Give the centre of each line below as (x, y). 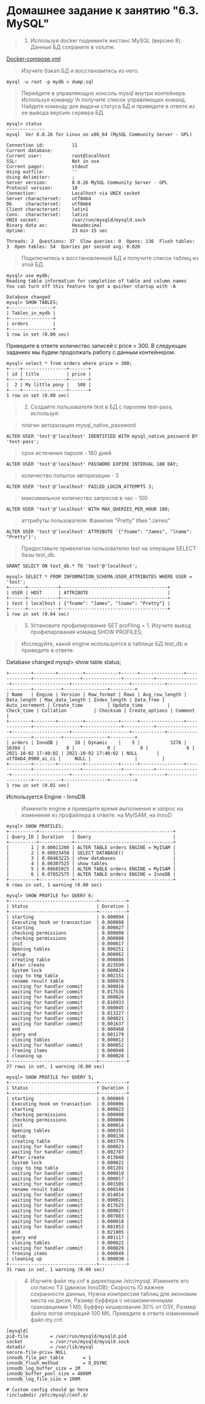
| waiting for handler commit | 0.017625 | (68, 1205)
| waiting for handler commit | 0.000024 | (68, 997)
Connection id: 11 (42, 145)
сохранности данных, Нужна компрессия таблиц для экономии (113, 1294)
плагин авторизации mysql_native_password (78, 425)
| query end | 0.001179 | (68, 1034)
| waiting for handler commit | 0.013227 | (68, 1013)
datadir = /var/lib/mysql (50, 1347)
